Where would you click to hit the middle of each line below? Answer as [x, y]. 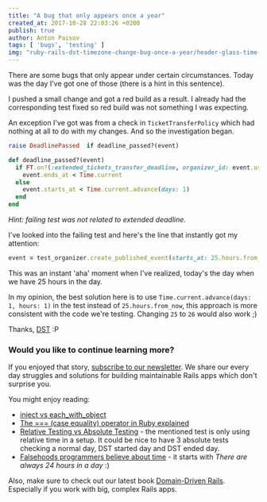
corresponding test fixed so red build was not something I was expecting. [128, 107]
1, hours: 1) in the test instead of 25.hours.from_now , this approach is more [133, 305]
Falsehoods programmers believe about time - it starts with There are [133, 457]
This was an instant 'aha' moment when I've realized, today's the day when [131, 273]
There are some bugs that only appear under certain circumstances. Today [131, 75]
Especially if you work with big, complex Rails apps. [93, 489]
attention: [24, 243]
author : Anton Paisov [44, 38]
